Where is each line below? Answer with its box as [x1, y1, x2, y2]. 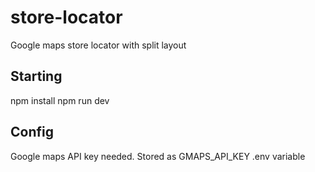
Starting [10, 68, 63, 85]
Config [10, 124, 54, 141]
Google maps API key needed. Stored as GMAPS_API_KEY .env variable [10, 150, 306, 162]
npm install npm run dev [10, 94, 110, 106]
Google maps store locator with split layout [10, 39, 187, 51]
